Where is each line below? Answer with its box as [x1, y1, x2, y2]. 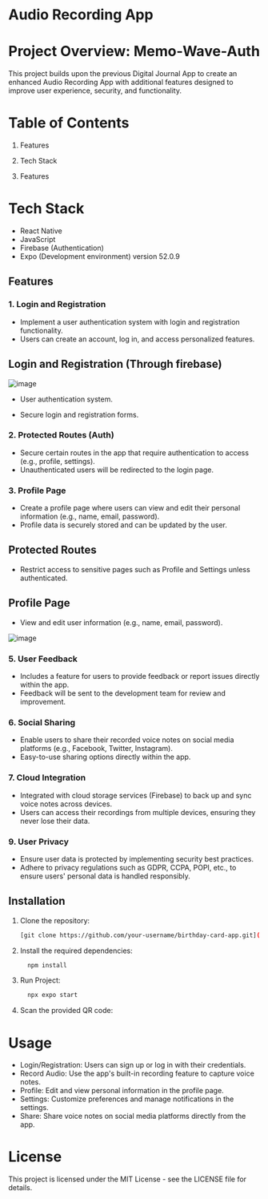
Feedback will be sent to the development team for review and [19, 688, 226, 698]
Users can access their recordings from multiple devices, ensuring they [19, 807, 256, 817]
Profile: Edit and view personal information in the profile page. [19, 1086, 224, 1096]
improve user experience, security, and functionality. [8, 86, 182, 95]
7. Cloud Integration [8, 772, 86, 783]
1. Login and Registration [8, 299, 106, 310]
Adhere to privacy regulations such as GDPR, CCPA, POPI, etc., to [19, 862, 237, 872]
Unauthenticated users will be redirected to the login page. [19, 465, 214, 474]
